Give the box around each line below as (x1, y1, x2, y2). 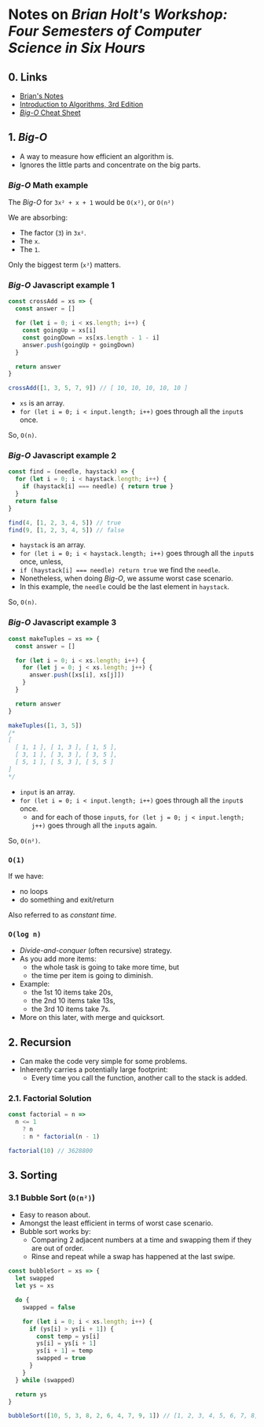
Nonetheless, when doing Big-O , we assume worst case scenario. (19, 573, 233, 584)
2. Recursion (8, 1036, 71, 1049)
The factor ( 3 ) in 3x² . (19, 228, 86, 238)
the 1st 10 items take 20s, (31, 988, 113, 997)
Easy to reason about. (19, 1210, 90, 1220)
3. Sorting (8, 1169, 57, 1182)
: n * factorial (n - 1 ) (22, 1132, 101, 1140)
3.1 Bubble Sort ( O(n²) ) (8, 1192, 96, 1203)
